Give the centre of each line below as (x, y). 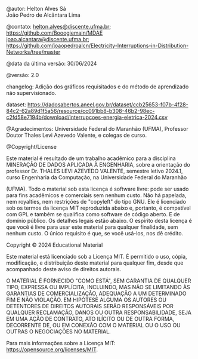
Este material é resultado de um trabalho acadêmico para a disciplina (91, 158)
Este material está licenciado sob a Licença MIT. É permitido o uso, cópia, (97, 257)
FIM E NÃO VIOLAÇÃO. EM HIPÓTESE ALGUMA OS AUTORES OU (86, 300)
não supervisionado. (31, 93)
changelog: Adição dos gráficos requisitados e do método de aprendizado (98, 87)
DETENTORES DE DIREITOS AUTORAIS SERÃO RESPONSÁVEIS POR (90, 306)
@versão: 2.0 (23, 75)
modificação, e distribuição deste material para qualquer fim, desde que (95, 263)
